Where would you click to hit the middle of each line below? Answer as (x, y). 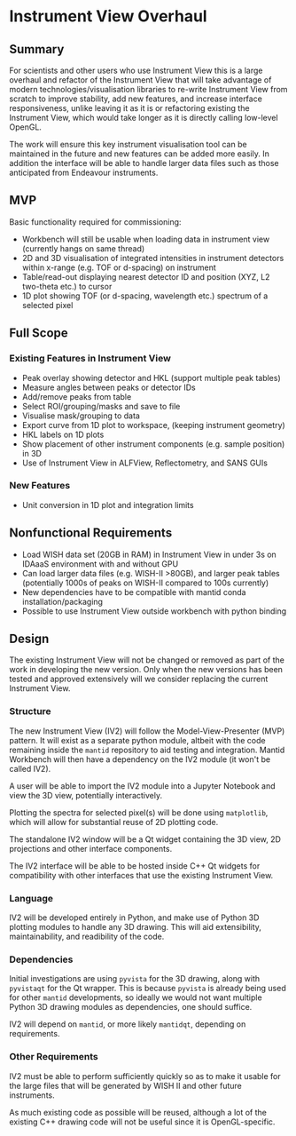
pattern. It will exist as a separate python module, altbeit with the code (137, 740)
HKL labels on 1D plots (63, 434)
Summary (37, 49)
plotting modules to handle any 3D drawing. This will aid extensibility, (135, 927)
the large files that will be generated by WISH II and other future (125, 1085)
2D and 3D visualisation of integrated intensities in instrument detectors (153, 258)
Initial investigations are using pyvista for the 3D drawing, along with (135, 979)
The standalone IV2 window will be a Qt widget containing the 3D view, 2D (145, 839)
